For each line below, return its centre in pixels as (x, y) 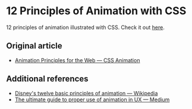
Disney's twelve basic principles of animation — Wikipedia (86, 93)
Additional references (47, 79)
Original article (34, 46)
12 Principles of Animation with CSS (96, 11)
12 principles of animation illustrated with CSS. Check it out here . (85, 27)
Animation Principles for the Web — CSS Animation (77, 60)
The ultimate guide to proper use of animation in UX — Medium (92, 100)
